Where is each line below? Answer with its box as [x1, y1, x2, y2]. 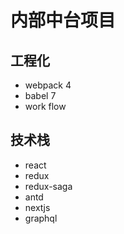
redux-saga [24, 180, 73, 192]
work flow [24, 101, 67, 112]
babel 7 [24, 90, 57, 101]
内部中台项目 [10, 9, 117, 32]
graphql [24, 212, 58, 224]
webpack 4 [24, 79, 72, 91]
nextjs [24, 201, 51, 213]
